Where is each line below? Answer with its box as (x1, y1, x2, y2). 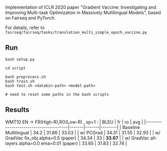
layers (5, 140, 18, 146)
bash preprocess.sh (5, 74, 46, 79)
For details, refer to (5, 25, 45, 31)
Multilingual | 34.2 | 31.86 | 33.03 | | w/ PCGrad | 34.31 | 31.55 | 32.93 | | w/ (5, 129, 161, 135)
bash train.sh (5, 79, 35, 84)
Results (5, 105, 30, 114)
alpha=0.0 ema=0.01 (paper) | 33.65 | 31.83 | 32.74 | (19, 140, 127, 146)
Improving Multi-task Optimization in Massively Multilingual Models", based (5, 10, 161, 16)
